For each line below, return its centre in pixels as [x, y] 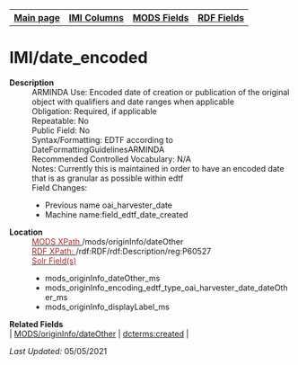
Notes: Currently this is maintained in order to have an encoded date [158, 168]
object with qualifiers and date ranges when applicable [133, 102]
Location [26, 232]
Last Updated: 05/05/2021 [58, 351]
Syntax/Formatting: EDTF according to [102, 139]
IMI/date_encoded [79, 58]
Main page [37, 18]
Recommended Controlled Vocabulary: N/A [111, 159]
